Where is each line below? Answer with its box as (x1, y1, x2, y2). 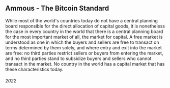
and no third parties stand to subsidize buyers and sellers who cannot (5, 55, 152, 62)
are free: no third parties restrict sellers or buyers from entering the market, (5, 50, 163, 56)
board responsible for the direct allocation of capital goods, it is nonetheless (5, 23, 165, 29)
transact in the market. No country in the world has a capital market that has (5, 61, 165, 67)
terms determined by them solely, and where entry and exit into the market (5, 44, 162, 50)
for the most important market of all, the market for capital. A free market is (5, 34, 163, 40)
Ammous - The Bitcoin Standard (5, 4, 109, 13)
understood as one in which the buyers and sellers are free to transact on (5, 39, 159, 45)
